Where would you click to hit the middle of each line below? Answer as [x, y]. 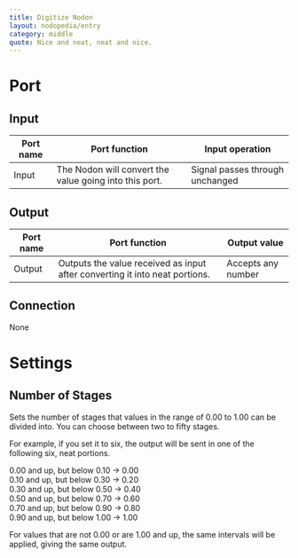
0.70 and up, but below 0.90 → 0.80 [75, 507]
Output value [255, 243]
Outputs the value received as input [132, 263]
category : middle [41, 34]
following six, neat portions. [60, 452]
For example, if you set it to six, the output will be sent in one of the [132, 444]
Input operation [238, 149]
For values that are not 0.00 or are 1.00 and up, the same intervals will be [142, 534]
